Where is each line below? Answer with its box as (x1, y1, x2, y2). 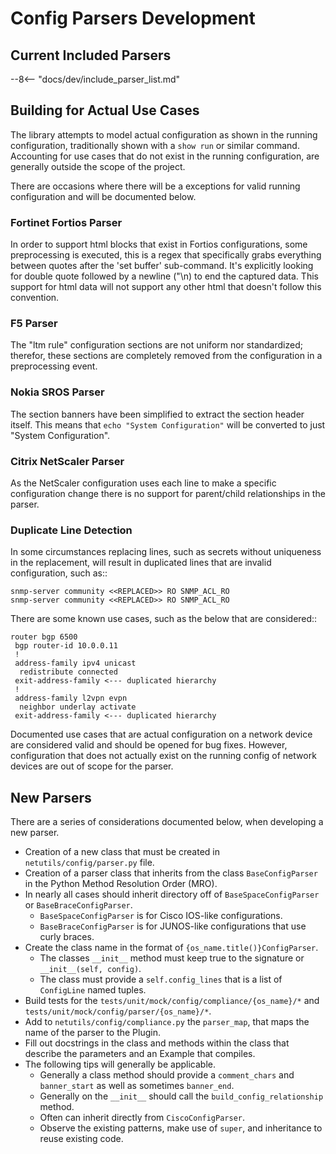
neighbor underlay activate (19, 702, 137, 712)
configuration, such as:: (10, 567, 108, 579)
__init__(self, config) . (39, 963, 142, 975)
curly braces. (39, 931, 95, 943)
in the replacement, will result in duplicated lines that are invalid (10, 557, 272, 569)
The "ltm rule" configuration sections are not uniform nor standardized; (10, 339, 303, 351)
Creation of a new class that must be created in (24, 846, 220, 858)
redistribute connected (19, 667, 118, 677)
